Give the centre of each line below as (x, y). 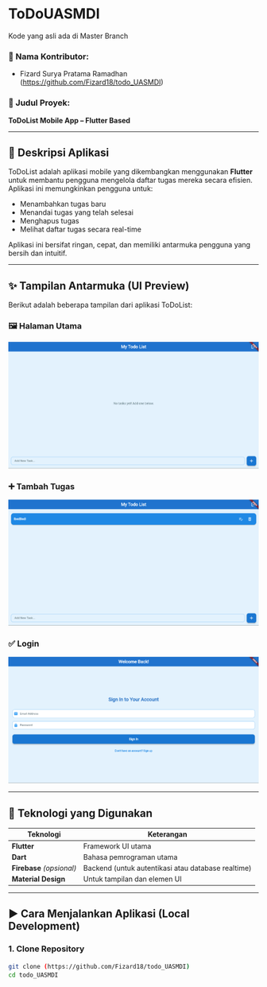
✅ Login (24, 643)
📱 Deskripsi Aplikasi (59, 152)
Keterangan (167, 834)
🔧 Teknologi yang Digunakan (81, 813)
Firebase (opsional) (44, 868)
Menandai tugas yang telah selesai (76, 212)
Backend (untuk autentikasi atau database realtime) (167, 868)
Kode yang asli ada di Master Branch (68, 36)
